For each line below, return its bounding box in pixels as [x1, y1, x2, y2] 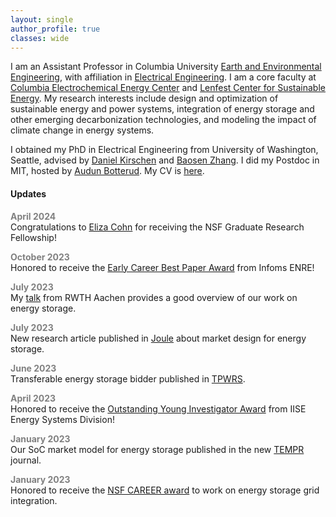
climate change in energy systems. [10, 124, 155, 136]
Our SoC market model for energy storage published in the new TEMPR [10, 443, 305, 455]
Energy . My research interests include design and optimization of [10, 92, 279, 105]
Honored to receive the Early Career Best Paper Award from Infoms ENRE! [10, 261, 315, 273]
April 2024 [10, 210, 57, 222]
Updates [10, 187, 47, 200]
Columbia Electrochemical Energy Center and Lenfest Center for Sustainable [10, 82, 326, 94]
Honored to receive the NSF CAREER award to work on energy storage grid [10, 484, 320, 496]
